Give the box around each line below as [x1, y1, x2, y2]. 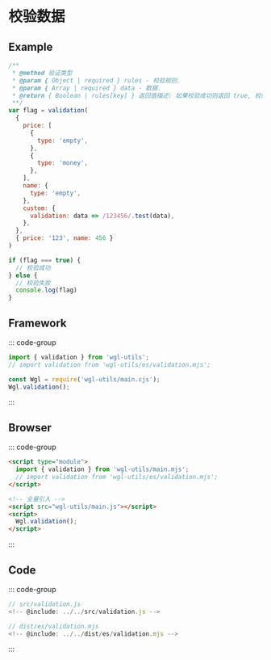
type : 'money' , [37, 159, 89, 167]
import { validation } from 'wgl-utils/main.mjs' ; [15, 465, 190, 473]
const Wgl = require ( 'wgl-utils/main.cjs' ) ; [8, 375, 161, 384]
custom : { [23, 204, 56, 212]
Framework [8, 316, 67, 330]
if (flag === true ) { [8, 256, 81, 264]
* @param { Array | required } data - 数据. [11, 84, 162, 92]
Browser [8, 421, 52, 435]
